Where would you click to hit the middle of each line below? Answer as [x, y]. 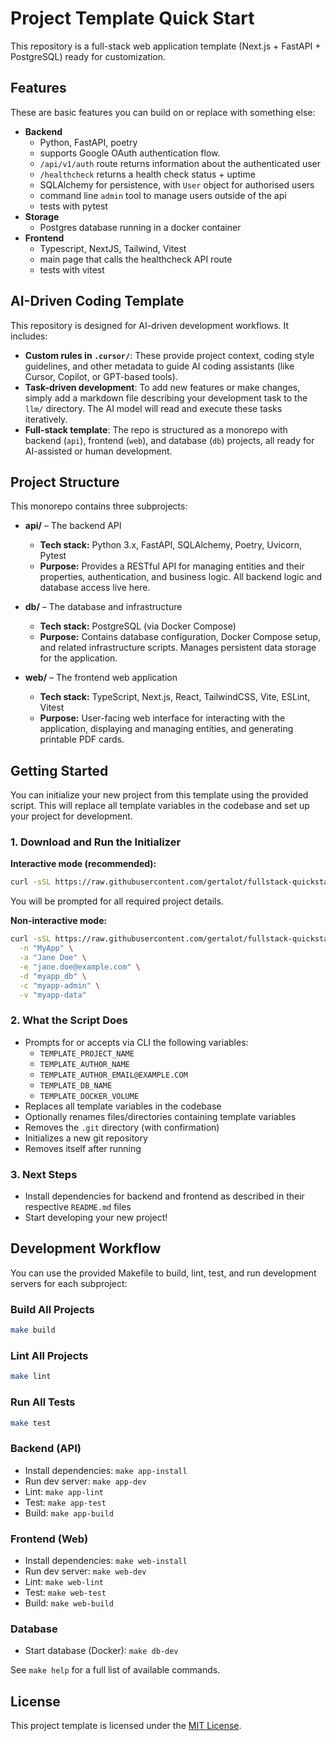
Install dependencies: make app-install [106, 1470]
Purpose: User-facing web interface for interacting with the [162, 718]
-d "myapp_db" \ [53, 976]
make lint [31, 1377]
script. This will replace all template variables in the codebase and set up [160, 806]
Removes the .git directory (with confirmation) [122, 1127]
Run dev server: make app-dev [85, 1481]
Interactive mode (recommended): [83, 864]
